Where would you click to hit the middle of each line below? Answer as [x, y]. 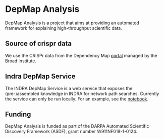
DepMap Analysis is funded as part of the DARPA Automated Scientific [77, 126]
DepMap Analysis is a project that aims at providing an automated [72, 23]
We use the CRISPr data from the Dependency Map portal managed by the [81, 55]
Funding [18, 114]
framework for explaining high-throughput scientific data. [64, 28]
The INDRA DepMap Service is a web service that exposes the [69, 88]
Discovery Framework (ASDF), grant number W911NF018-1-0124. [71, 132]
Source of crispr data [38, 44]
